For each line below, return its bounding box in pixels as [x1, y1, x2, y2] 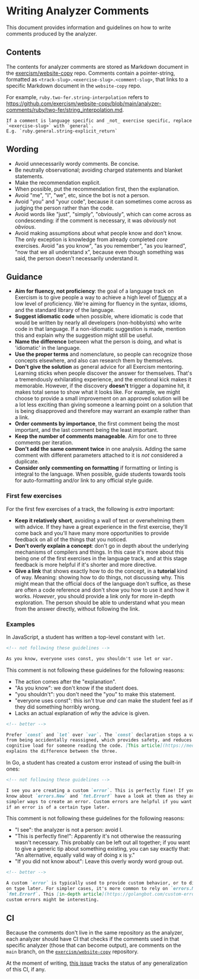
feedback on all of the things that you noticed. [14, 536, 127, 543]
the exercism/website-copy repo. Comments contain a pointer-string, [6, 70, 175, 77]
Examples [6, 620, 36, 628]
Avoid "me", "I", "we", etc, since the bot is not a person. [14, 191, 150, 198]
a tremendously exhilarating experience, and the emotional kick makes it [14, 376, 191, 383]
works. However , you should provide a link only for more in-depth [14, 592, 175, 599]
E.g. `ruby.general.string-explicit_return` [6, 128, 118, 134]
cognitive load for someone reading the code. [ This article [6, 743, 161, 749]
